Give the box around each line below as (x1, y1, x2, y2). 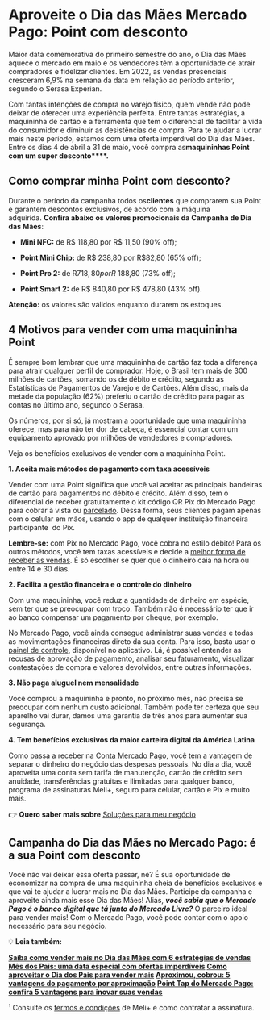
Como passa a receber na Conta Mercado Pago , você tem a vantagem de (8, 750, 253, 760)
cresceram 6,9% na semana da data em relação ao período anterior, (8, 75, 235, 85)
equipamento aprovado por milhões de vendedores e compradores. (8, 433, 233, 442)
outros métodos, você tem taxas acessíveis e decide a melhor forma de (8, 546, 246, 556)
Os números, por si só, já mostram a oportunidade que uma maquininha (8, 416, 247, 425)
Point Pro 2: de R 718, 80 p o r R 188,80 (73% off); (19, 268, 176, 278)
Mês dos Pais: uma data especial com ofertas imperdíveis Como (8, 962, 227, 972)
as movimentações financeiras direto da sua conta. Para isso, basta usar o (8, 636, 255, 646)
